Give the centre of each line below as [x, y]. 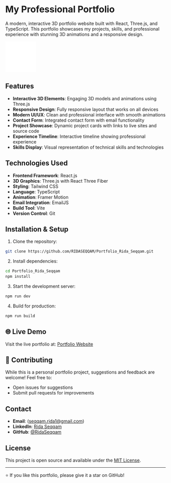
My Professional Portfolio [60, 9]
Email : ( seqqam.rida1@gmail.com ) [48, 421]
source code [26, 131]
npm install [18, 277]
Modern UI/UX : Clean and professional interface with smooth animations [89, 115]
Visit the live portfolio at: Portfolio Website [49, 344]
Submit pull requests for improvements [53, 393]
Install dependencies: [35, 261]
